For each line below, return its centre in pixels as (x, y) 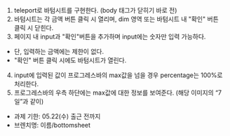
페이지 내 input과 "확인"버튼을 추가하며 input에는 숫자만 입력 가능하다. (110, 36)
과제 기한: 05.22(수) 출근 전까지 (57, 116)
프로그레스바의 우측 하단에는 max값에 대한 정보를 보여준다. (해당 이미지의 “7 (118, 93)
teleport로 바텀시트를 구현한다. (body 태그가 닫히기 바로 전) (95, 10)
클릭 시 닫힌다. (34, 28)
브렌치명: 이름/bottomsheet (52, 125)
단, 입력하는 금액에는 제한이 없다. (59, 52)
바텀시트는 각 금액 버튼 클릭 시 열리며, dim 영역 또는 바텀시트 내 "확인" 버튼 (116, 19)
